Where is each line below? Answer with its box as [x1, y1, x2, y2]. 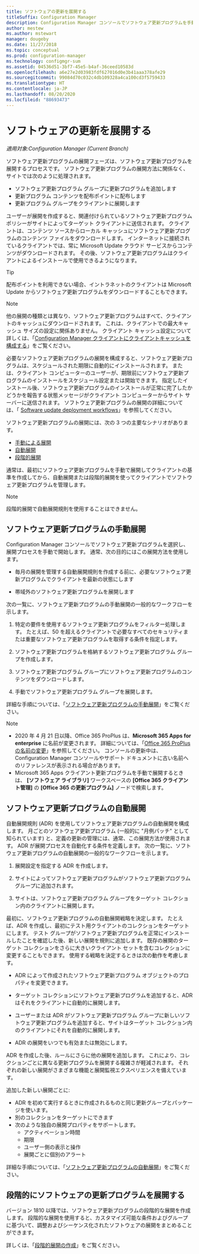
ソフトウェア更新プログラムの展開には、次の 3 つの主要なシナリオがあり [6, 419, 184, 426]
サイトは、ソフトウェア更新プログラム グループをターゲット [14, 895, 162, 902]
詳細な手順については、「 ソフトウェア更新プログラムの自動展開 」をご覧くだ [6, 1163, 190, 1170]
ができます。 [6, 1229, 37, 1236]
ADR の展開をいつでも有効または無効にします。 [14, 1039, 131, 1046]
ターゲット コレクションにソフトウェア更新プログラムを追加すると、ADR [14, 992, 193, 999]
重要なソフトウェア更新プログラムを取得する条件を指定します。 [25, 636, 181, 643]
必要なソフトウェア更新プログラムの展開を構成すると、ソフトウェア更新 [6, 354, 182, 361]
